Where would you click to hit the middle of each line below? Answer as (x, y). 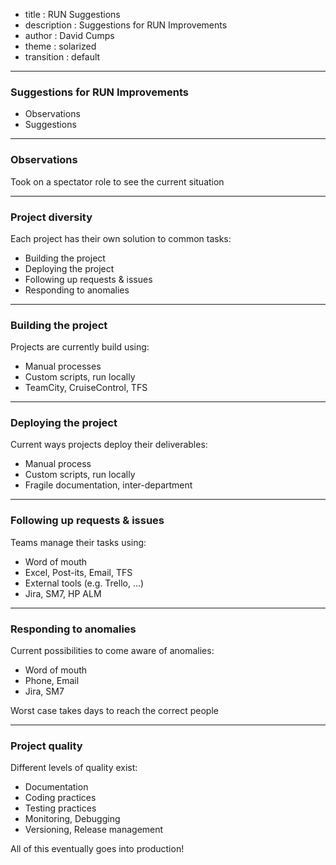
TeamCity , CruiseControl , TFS (86, 388)
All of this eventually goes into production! (97, 849)
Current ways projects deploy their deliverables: (109, 445)
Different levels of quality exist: (74, 768)
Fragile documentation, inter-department (108, 485)
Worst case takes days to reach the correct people (114, 711)
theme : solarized (60, 46)
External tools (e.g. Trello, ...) (84, 583)
